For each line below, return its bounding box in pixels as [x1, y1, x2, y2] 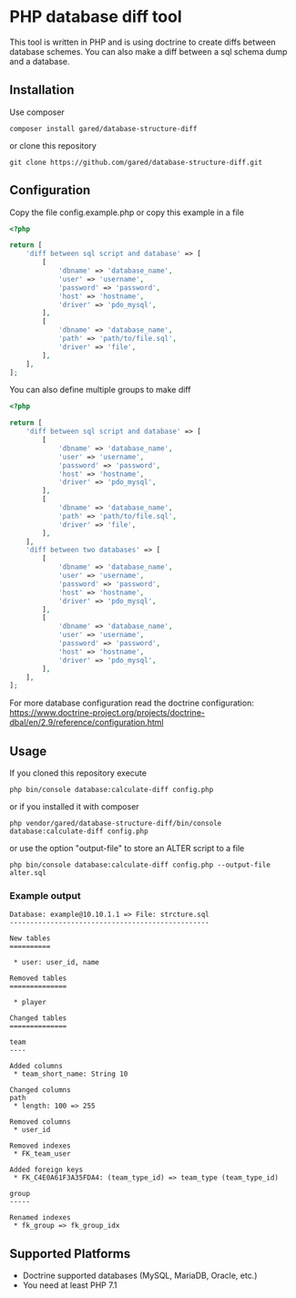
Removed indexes [9, 1141, 71, 1150]
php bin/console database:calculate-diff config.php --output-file [9, 860, 271, 870]
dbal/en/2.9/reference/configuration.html [9, 717, 164, 728]
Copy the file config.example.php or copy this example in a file [9, 207, 244, 218]
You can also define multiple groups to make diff [9, 385, 191, 396]
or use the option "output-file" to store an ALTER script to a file [9, 843, 245, 854]
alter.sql [9, 869, 47, 878]
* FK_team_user [13, 1149, 71, 1159]
